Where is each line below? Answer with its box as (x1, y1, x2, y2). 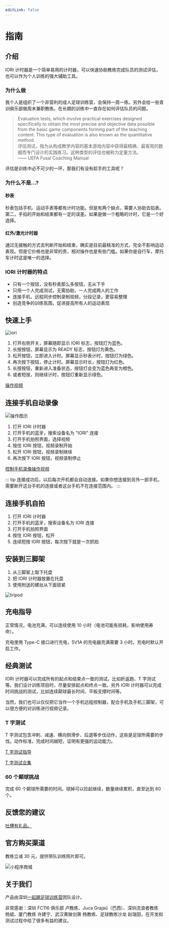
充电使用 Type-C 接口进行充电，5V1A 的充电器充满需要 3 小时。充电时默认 (5, 639, 159, 645)
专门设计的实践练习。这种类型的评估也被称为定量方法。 (26, 149, 141, 155)
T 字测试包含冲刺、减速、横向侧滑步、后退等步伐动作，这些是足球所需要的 (5, 732, 159, 738)
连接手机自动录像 (5, 398, 58, 407)
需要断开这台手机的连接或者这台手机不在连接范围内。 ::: (5, 483, 121, 489)
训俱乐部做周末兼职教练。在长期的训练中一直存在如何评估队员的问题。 (5, 105, 151, 111)
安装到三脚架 (5, 555, 45, 563)
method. (17, 137, 35, 143)
